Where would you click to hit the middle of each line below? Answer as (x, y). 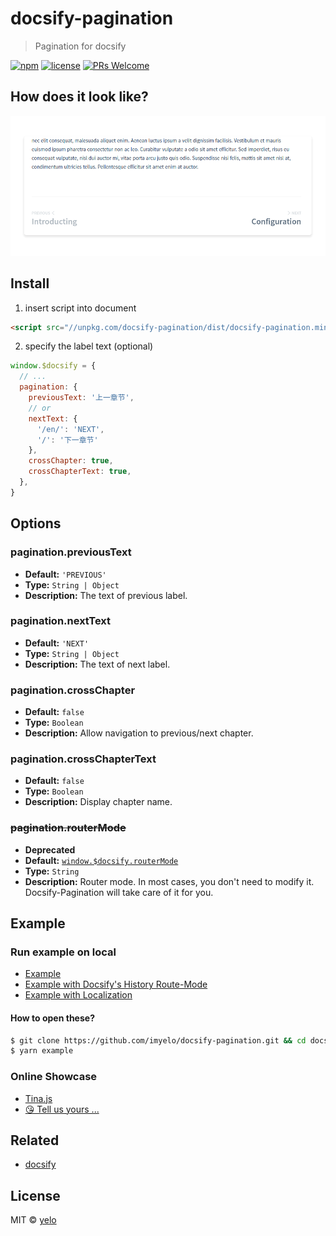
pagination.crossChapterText (83, 759)
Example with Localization (78, 995)
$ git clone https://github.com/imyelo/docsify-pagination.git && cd (158, 1040)
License (35, 1195)
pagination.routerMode (68, 828)
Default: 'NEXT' (57, 643)
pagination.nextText (61, 621)
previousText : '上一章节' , (81, 398)
